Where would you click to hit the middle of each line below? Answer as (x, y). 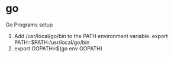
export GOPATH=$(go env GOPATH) (58, 48)
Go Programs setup (29, 25)
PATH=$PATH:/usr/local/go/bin (52, 42)
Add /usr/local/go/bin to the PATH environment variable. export (91, 36)
